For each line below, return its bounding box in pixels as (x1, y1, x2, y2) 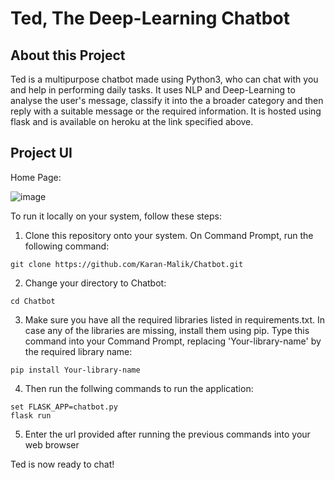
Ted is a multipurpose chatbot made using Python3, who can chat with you (10, 73, 319, 85)
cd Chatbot (10, 296, 56, 306)
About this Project (10, 47, 126, 64)
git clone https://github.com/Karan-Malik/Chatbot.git (10, 259, 244, 269)
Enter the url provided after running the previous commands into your (24, 428, 311, 440)
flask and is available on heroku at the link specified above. (10, 116, 254, 127)
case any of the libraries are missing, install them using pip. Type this (24, 324, 310, 336)
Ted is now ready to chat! (10, 458, 115, 470)
